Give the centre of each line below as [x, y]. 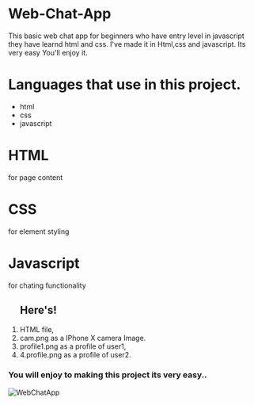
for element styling [39, 231]
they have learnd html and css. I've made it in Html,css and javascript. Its [127, 44]
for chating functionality [47, 285]
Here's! [38, 310]
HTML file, [36, 329]
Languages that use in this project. [125, 85]
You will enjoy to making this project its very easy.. [108, 375]
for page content [36, 177]
